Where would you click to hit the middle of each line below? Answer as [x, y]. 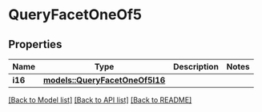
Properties [35, 44]
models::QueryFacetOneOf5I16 [104, 80]
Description [196, 67]
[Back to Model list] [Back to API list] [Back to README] [100, 100]
